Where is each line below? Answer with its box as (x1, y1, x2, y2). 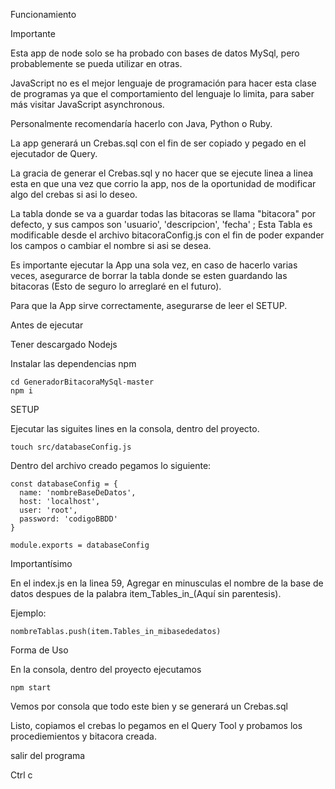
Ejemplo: (10, 607, 47, 619)
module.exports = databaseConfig (10, 540, 150, 550)
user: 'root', (19, 505, 78, 515)
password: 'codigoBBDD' (19, 514, 118, 524)
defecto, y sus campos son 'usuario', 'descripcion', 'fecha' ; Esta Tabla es (10, 219, 313, 230)
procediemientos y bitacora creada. (10, 730, 157, 742)
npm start (10, 683, 52, 693)
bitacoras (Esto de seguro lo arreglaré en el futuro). (10, 280, 222, 292)
